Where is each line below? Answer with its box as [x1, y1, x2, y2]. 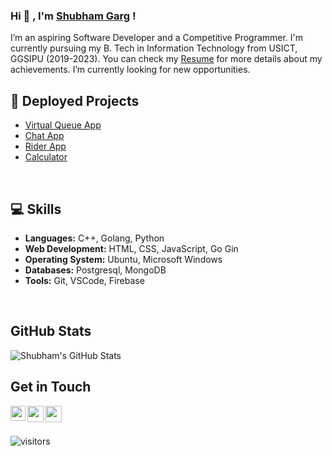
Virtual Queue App [24, 119, 102, 131]
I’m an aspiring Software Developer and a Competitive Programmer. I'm [10, 32, 304, 44]
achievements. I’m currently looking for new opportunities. [10, 64, 251, 76]
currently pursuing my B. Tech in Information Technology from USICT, [10, 42, 298, 54]
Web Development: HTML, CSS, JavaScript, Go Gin [24, 242, 239, 254]
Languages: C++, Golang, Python [24, 232, 165, 244]
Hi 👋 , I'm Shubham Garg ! [10, 9, 137, 23]
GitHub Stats [10, 323, 92, 340]
